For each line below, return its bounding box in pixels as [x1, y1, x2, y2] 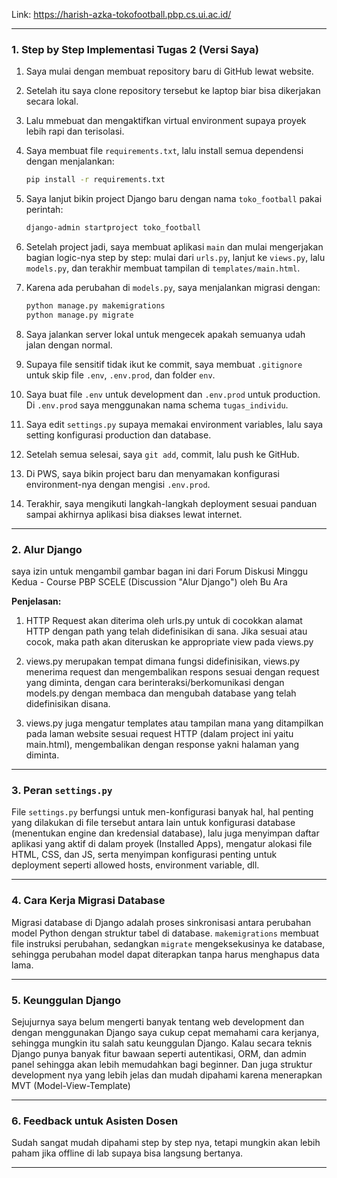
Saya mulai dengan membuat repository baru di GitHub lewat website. [25, 65, 314, 78]
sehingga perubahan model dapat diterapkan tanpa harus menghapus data [11, 948, 320, 960]
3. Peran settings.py [11, 784, 113, 798]
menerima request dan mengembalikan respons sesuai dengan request [25, 666, 320, 678]
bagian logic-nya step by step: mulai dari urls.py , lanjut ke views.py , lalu [25, 252, 326, 264]
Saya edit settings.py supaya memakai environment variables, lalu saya [25, 418, 324, 430]
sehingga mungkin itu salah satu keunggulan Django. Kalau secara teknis [11, 1037, 313, 1049]
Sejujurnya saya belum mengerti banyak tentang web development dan [11, 1015, 305, 1028]
